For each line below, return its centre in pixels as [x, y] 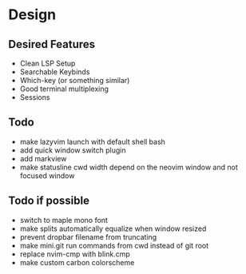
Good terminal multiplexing [64, 89]
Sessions [35, 97]
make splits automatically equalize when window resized [113, 228]
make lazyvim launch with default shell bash [93, 141]
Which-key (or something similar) [75, 80]
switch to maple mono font [63, 220]
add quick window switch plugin [73, 150]
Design [32, 15]
